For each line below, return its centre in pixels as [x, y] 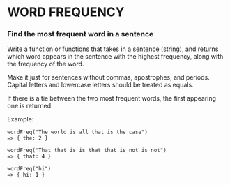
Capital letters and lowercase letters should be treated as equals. [100, 85]
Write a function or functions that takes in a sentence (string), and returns [113, 49]
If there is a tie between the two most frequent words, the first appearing [112, 98]
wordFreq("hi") [29, 169]
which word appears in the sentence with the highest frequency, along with [115, 57]
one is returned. [30, 106]
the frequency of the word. [46, 64]
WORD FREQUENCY [66, 12]
